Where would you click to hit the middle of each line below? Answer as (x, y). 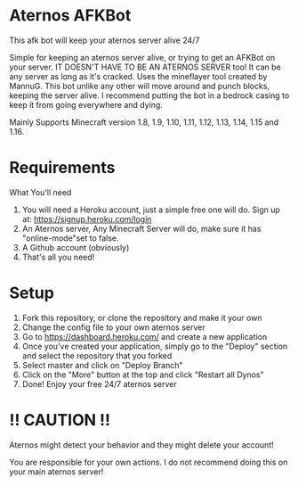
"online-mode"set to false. (70, 238)
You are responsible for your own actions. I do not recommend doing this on (149, 462)
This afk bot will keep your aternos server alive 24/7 (105, 40)
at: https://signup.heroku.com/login (87, 218)
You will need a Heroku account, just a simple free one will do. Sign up (151, 210)
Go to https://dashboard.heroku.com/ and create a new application (145, 336)
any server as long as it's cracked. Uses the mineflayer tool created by (138, 76)
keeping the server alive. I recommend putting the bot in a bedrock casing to (149, 95)
